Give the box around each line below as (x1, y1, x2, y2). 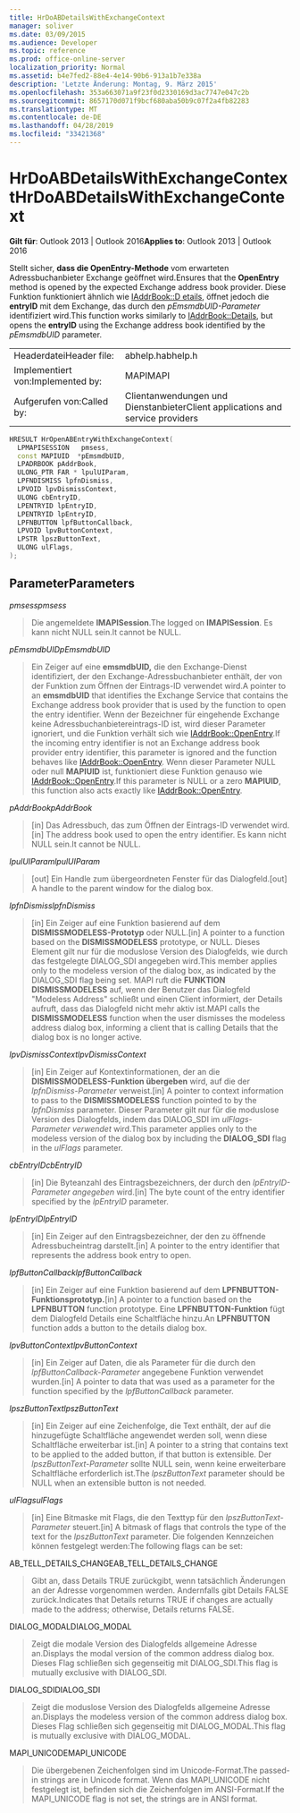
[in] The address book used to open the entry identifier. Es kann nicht (30, 829, 287, 839)
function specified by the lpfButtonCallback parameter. (30, 1385, 234, 1396)
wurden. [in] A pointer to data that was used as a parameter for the (30, 1375, 275, 1387)
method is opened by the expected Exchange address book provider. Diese (9, 281, 287, 292)
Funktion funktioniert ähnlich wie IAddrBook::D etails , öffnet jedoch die (9, 291, 270, 302)
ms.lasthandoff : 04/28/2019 (9, 122, 114, 131)
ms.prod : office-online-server (9, 55, 126, 64)
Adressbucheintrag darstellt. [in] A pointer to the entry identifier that (30, 1240, 280, 1251)
